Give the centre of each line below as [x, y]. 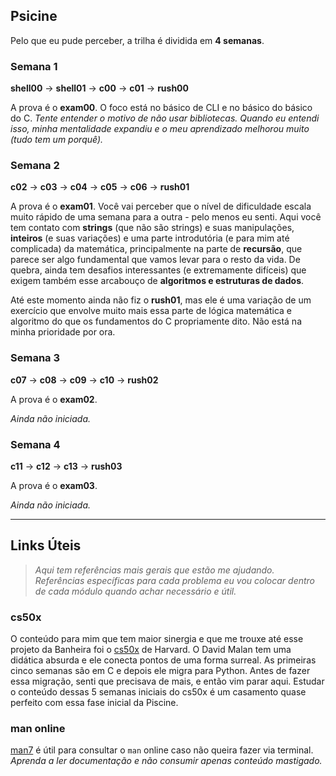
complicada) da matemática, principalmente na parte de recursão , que [156, 249]
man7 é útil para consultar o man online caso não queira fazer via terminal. [162, 750]
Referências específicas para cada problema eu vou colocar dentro [175, 580]
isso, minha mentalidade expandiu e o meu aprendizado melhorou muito [160, 129]
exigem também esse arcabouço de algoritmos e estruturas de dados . [157, 281]
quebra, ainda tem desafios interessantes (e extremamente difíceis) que [158, 270]
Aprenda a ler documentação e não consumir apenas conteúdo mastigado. [166, 761]
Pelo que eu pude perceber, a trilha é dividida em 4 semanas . [137, 40]
